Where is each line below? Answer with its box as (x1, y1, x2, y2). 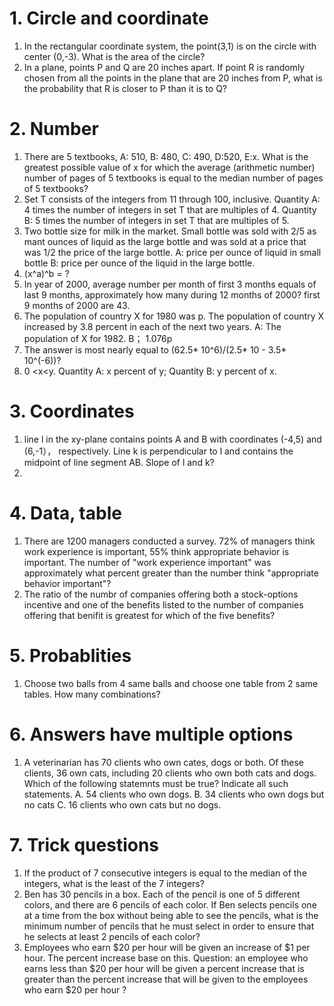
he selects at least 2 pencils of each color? (23, 930, 201, 942)
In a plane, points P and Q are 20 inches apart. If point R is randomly (23, 61, 306, 73)
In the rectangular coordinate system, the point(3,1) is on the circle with (23, 40, 317, 52)
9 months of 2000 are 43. (23, 299, 131, 311)
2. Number (9, 118, 99, 141)
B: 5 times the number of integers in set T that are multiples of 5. (23, 214, 290, 226)
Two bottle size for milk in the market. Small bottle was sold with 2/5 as (23, 225, 317, 237)
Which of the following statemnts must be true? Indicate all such (23, 777, 289, 789)
